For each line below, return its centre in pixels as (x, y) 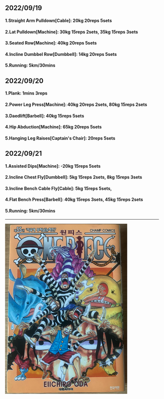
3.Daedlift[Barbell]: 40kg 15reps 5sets (45, 116)
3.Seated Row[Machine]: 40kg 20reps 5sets (51, 43)
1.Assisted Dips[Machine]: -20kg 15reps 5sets (53, 166)
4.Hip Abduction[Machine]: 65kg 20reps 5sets (53, 127)
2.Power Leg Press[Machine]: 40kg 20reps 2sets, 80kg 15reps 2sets (76, 104)
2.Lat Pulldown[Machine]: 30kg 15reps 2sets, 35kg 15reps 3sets (72, 32)
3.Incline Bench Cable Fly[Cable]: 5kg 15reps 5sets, (59, 188)
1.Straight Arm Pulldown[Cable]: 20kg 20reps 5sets (59, 20)
